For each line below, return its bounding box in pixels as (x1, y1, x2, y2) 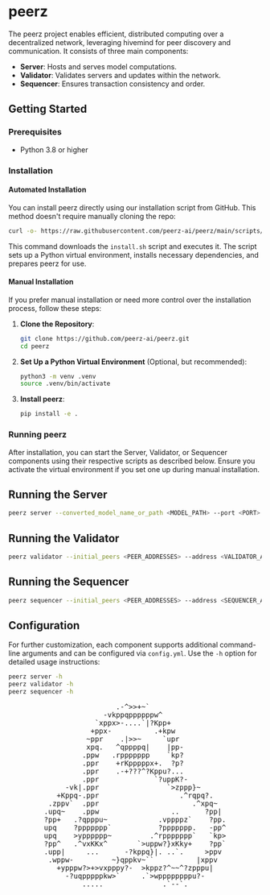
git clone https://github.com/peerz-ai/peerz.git (19, 334, 190, 342)
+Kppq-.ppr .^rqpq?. (56, 791, 214, 800)
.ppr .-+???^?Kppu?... (81, 767, 184, 776)
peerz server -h (8, 673, 63, 681)
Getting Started (8, 102, 88, 116)
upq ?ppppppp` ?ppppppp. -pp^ (43, 823, 227, 832)
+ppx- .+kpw (90, 727, 176, 735)
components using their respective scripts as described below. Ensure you (8, 456, 256, 466)
